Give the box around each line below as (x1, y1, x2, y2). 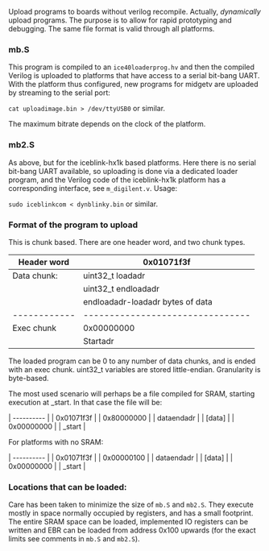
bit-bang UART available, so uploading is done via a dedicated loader (8, 166, 238, 176)
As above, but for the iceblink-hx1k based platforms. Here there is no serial (8, 157, 256, 168)
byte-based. (8, 373, 50, 383)
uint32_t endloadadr (83, 283, 159, 294)
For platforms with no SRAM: (8, 437, 104, 446)
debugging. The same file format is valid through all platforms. (8, 24, 215, 33)
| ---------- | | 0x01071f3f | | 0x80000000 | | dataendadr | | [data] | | (8, 412, 235, 422)
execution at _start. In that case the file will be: (8, 397, 163, 407)
